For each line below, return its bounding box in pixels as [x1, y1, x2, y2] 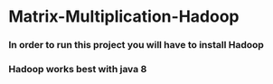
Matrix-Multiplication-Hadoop [8, 6, 240, 27]
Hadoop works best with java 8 [8, 63, 147, 76]
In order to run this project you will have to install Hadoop [8, 39, 264, 51]
